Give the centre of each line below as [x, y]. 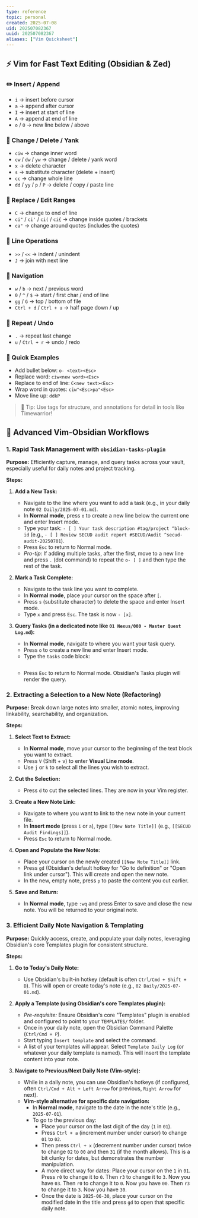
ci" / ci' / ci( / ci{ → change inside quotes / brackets [81, 219]
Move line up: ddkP [37, 396]
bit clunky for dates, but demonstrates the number [103, 1158]
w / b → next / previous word [49, 288]
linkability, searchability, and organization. [57, 714]
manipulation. [58, 1164]
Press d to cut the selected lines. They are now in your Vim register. [106, 790]
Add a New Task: [36, 491]
